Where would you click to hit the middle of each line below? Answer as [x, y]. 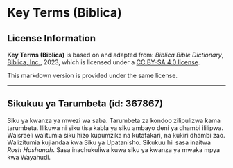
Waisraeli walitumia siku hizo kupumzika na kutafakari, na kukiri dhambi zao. [116, 135]
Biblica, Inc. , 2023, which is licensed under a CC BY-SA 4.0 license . [104, 62]
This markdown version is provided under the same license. [93, 75]
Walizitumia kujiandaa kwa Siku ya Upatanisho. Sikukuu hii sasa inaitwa [109, 142]
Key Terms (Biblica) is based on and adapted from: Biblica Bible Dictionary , [115, 55]
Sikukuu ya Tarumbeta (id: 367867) [85, 104]
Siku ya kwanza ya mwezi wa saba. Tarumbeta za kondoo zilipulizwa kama [114, 120]
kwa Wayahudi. [29, 157]
